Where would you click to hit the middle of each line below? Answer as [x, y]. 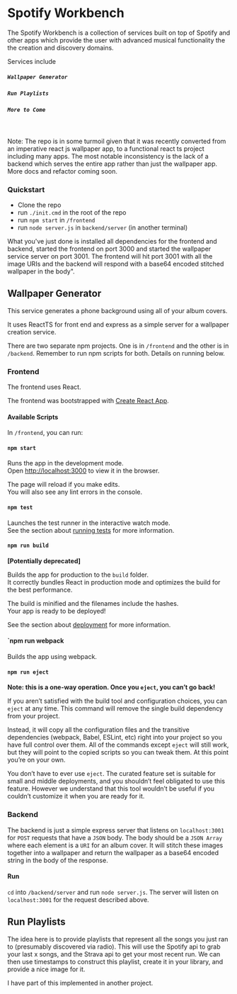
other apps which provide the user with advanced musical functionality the [116, 40]
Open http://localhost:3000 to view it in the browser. [83, 471]
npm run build [28, 546]
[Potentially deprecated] [44, 560]
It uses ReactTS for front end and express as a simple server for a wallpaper [118, 324]
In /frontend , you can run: [45, 433]
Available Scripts [33, 417]
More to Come [27, 110]
